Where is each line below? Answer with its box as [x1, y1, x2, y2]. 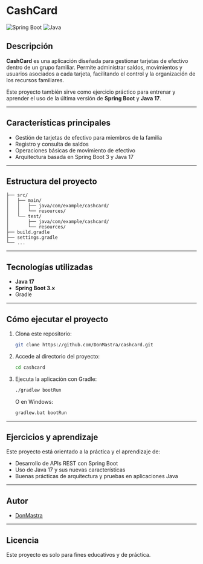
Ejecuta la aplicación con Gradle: [14, 375, 97, 383]
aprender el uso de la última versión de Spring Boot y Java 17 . [6, 94, 161, 102]
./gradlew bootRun [14, 387, 62, 393]
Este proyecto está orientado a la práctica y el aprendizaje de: [6, 448, 161, 455]
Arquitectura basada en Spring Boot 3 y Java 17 [14, 153, 134, 160]
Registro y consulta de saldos [14, 140, 89, 147]
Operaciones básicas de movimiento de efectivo [14, 146, 136, 154]
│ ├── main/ [6, 198, 42, 204]
